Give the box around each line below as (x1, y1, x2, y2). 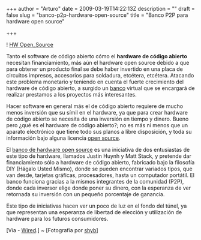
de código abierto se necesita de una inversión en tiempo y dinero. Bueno (6, 115, 189, 122)
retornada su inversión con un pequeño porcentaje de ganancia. (6, 191, 165, 197)
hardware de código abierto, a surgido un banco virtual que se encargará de (6, 85, 195, 92)
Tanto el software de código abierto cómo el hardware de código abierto (6, 53, 188, 59)
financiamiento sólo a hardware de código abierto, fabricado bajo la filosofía (6, 159, 195, 166)
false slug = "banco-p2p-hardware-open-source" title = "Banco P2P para (6, 11, 188, 19)
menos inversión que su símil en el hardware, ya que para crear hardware (6, 109, 188, 116)
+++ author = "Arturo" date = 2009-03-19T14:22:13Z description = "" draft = (6, 5, 195, 12)
